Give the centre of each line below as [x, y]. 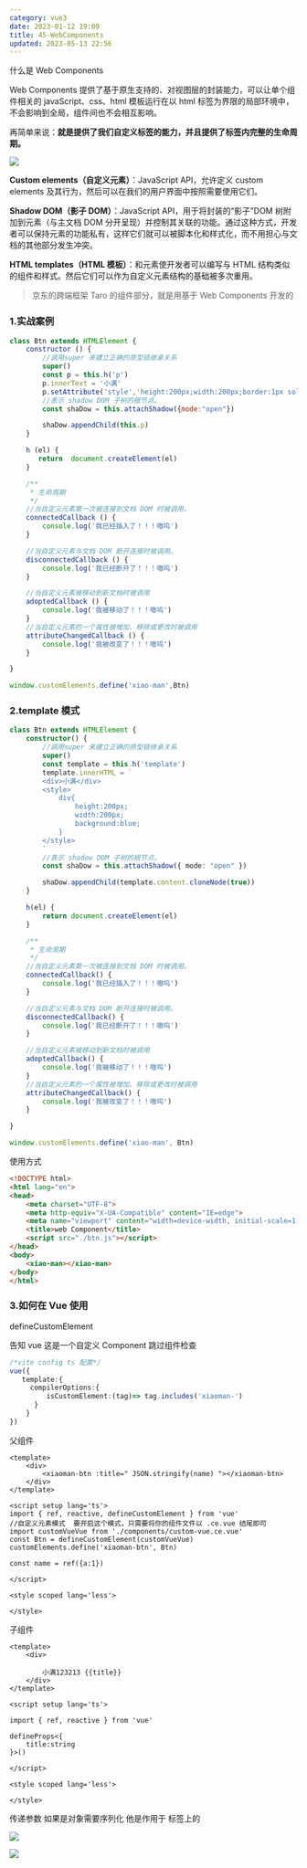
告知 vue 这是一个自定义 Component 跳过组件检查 [103, 1345]
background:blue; [108, 824]
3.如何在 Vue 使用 [49, 1305]
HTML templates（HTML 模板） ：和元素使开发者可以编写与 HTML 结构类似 [150, 265]
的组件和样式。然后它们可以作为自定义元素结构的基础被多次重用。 [133, 276]
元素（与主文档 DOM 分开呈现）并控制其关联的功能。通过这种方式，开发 [161, 222]
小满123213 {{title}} [82, 1673]
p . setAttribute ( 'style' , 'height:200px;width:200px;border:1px [163, 392]
